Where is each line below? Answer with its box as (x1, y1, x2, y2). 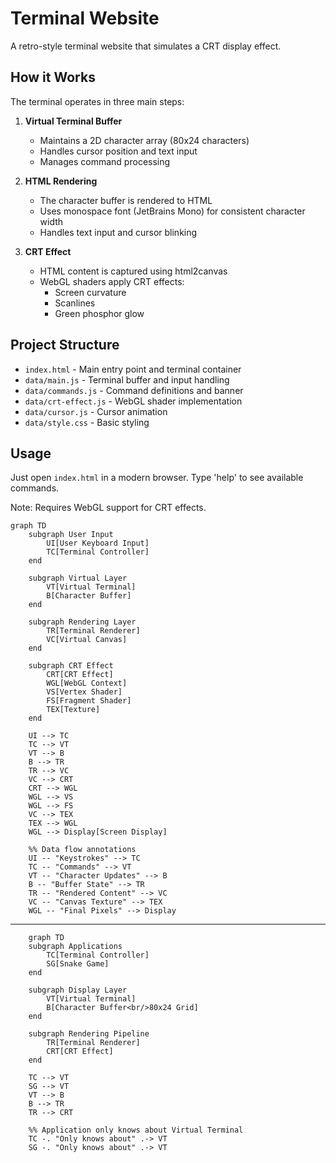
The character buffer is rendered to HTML (39, 194, 213, 206)
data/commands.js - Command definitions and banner (24, 384, 244, 396)
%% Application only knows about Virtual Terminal (28, 1125, 244, 1136)
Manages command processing (39, 155, 171, 167)
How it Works (10, 69, 96, 86)
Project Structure (10, 337, 120, 354)
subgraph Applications (28, 942, 123, 952)
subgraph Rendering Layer (28, 617, 137, 627)
